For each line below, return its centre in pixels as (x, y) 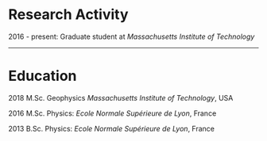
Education (43, 76)
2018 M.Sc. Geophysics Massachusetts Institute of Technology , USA (121, 97)
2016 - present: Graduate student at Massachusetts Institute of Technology (132, 36)
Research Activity (68, 15)
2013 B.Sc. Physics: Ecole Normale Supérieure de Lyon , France (112, 128)
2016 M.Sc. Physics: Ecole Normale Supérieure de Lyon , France (112, 113)
